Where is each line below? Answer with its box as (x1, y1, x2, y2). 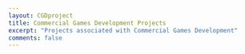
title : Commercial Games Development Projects (8, 19, 167, 27)
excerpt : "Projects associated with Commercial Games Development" (8, 26, 239, 34)
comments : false (8, 33, 62, 42)
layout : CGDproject (8, 11, 74, 20)
